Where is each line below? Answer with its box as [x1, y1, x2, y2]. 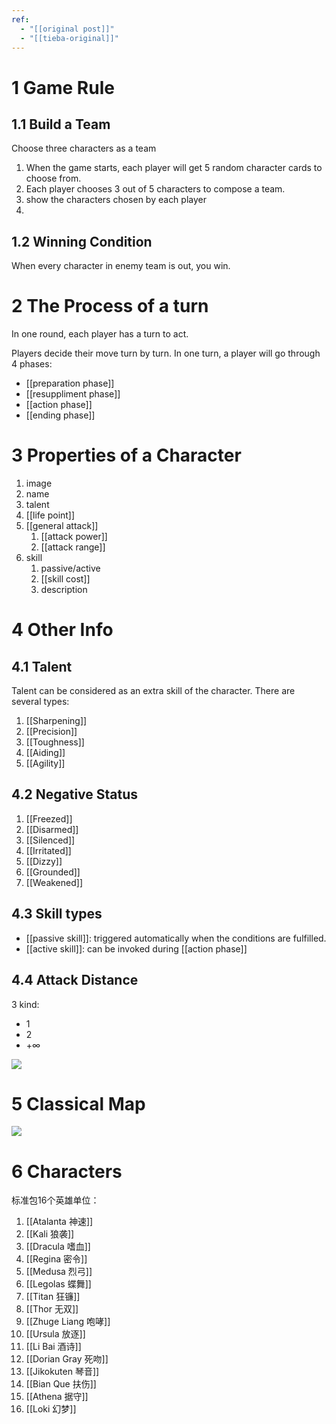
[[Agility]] [25, 757, 66, 770]
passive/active [40, 562, 101, 575]
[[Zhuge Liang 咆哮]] [25, 1316, 111, 1328]
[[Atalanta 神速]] [25, 1216, 94, 1228]
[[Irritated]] [25, 844, 72, 856]
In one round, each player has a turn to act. [11, 328, 189, 340]
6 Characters [11, 1160, 123, 1183]
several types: [11, 696, 70, 708]
